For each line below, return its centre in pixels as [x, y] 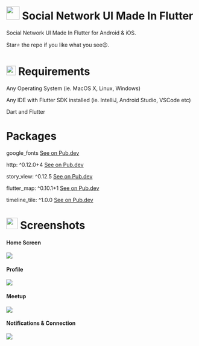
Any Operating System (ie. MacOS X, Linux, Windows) [73, 88]
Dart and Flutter [26, 111]
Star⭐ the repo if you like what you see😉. [58, 45]
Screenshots [53, 225]
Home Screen [24, 243]
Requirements [54, 72]
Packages [32, 136]
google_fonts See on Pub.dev [43, 153]
